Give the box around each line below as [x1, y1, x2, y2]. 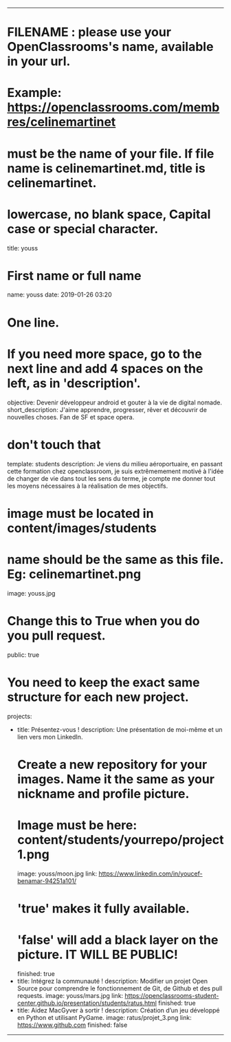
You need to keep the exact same [7, 675, 200, 690]
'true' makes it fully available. [16, 900, 190, 916]
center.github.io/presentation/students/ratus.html [16, 999, 157, 1007]
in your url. [7, 54, 71, 69]
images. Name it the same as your [16, 771, 215, 787]
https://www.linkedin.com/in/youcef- [98, 869, 203, 878]
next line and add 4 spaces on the [7, 360, 203, 376]
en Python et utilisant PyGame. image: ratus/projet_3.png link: [16, 1013, 192, 1021]
